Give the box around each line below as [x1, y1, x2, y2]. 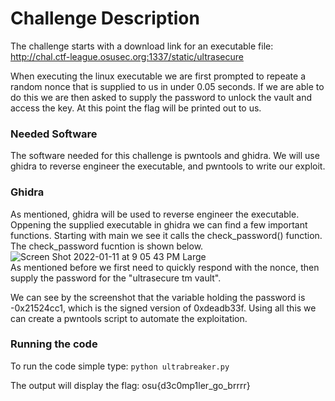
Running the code [10, 337, 98, 351]
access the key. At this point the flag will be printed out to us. [10, 102, 262, 114]
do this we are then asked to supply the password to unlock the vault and [10, 91, 313, 103]
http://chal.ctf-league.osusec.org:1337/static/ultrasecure [10, 50, 244, 62]
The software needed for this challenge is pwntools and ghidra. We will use [10, 150, 320, 162]
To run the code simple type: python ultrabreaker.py [10, 360, 230, 372]
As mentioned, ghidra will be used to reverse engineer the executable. [10, 208, 300, 220]
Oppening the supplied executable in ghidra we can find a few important [10, 218, 308, 231]
